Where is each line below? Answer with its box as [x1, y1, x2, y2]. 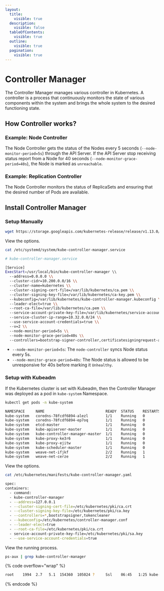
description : [9, 21, 36, 26]
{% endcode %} [5, 581, 38, 587]
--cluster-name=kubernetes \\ [9, 283, 71, 288]
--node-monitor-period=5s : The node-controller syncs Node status [12, 346, 148, 352]
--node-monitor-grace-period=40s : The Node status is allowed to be [12, 357, 149, 363]
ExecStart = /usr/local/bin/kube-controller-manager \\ [5, 270, 117, 274]
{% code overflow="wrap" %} [5, 563, 66, 569]
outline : [9, 39, 27, 44]
